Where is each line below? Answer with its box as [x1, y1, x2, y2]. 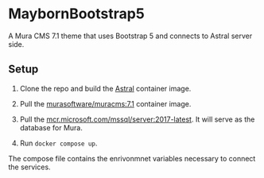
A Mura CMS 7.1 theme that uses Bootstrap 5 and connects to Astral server [8, 31, 253, 41]
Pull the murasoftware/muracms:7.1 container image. [19, 99, 192, 108]
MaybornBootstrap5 [8, 5, 145, 23]
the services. [8, 162, 51, 172]
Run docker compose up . [19, 138, 98, 148]
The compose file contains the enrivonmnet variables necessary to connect [8, 153, 256, 163]
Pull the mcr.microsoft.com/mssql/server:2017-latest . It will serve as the [19, 114, 255, 124]
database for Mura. [19, 122, 83, 132]
